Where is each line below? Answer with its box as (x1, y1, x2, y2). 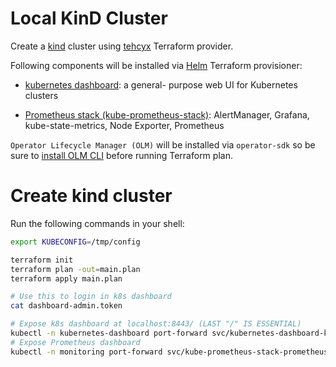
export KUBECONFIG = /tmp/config (10, 237, 141, 247)
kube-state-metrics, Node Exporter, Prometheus (24, 119, 225, 131)
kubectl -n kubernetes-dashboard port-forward (10, 328, 208, 338)
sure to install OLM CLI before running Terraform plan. (10, 149, 233, 161)
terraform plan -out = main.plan (10, 264, 141, 274)
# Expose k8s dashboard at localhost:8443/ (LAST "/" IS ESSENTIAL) (10, 319, 302, 329)
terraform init (10, 255, 74, 265)
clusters (24, 89, 59, 101)
